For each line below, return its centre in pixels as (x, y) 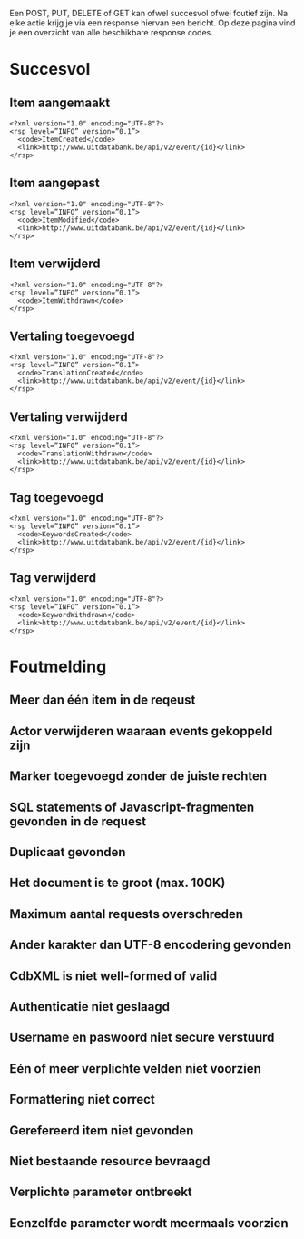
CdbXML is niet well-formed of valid (113, 976)
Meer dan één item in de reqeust (103, 700)
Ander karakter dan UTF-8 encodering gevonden (151, 945)
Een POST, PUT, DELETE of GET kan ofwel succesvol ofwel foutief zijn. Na (149, 13)
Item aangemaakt (60, 102)
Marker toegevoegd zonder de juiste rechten (138, 776)
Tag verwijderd (53, 578)
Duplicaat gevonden (68, 852)
